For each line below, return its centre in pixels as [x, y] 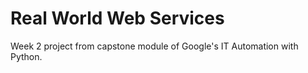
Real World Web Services [117, 18]
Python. [26, 56]
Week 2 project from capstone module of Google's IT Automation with [154, 46]
